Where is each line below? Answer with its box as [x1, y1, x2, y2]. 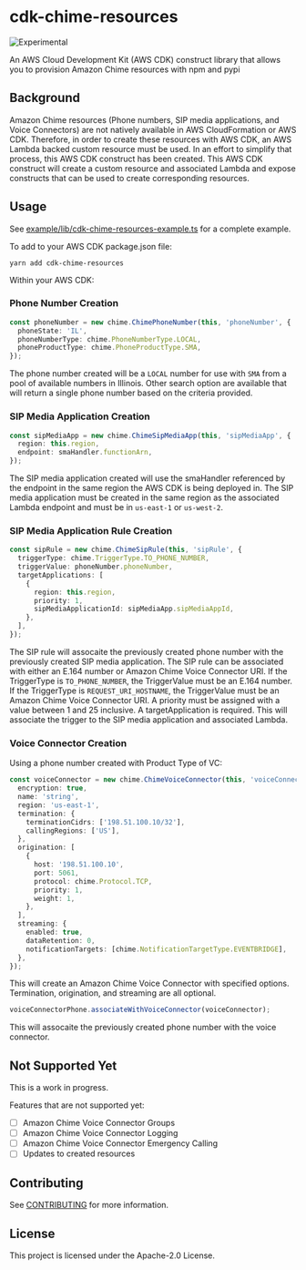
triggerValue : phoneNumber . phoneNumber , [17, 562, 173, 571]
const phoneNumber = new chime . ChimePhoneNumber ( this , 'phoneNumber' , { [9, 317, 291, 327]
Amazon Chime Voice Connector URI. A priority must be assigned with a [9, 694, 280, 705]
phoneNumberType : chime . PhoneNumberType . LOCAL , [17, 334, 202, 343]
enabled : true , [25, 927, 84, 937]
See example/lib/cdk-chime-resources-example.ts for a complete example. [9, 223, 291, 234]
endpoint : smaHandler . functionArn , [17, 448, 153, 457]
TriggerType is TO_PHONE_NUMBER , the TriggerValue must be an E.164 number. [9, 675, 293, 686]
